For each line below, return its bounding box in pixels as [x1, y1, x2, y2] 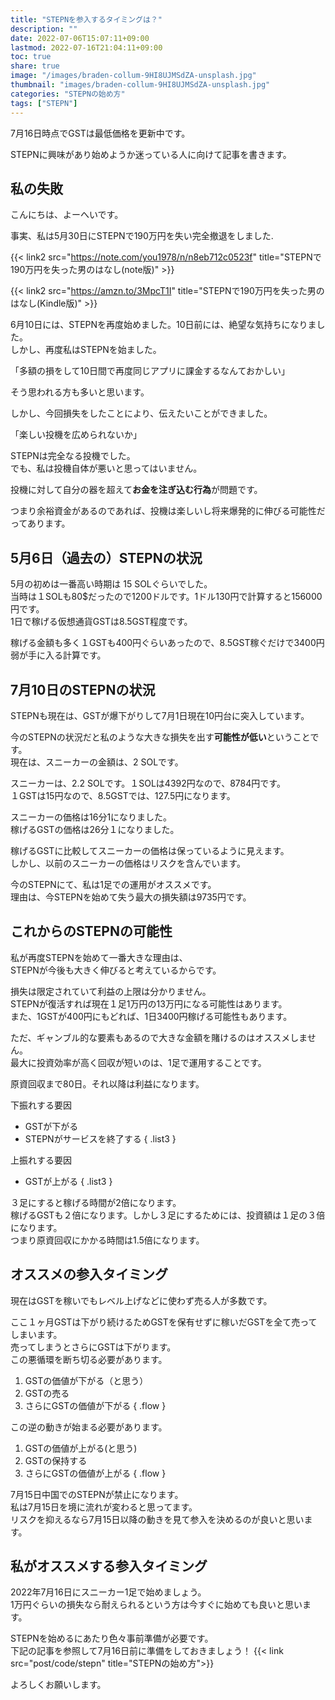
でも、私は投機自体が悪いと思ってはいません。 [10, 462, 203, 475]
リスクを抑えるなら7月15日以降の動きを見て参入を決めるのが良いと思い [10, 1513, 305, 1525]
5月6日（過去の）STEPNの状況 [10, 549, 203, 566]
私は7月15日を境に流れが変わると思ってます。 [10, 1501, 198, 1513]
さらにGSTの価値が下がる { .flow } [24, 1399, 167, 1411]
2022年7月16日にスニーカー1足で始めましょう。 [10, 1586, 207, 1598]
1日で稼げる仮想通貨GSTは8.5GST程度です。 [10, 616, 193, 628]
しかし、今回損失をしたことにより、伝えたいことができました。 [10, 407, 273, 420]
